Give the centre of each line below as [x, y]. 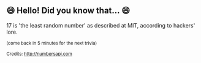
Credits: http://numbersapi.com [39, 54]
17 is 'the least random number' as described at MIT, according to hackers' [101, 25]
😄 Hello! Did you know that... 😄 [68, 11]
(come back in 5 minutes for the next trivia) [51, 43]
